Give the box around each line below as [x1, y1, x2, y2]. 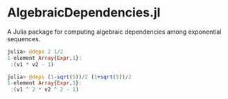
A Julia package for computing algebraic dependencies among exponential [7, 27, 222, 36]
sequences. [7, 34, 41, 43]
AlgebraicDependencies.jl [7, 5, 161, 21]
